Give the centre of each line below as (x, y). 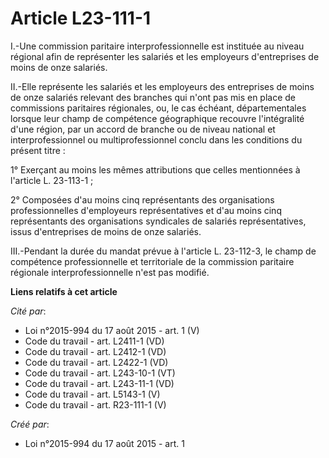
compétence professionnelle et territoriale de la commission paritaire (152, 261)
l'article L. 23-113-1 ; (52, 180)
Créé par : (30, 424)
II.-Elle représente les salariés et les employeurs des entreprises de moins (162, 86)
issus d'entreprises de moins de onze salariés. (106, 231)
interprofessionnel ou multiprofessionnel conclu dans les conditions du (156, 139)
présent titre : (38, 150)
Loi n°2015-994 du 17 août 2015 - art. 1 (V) (112, 330)
